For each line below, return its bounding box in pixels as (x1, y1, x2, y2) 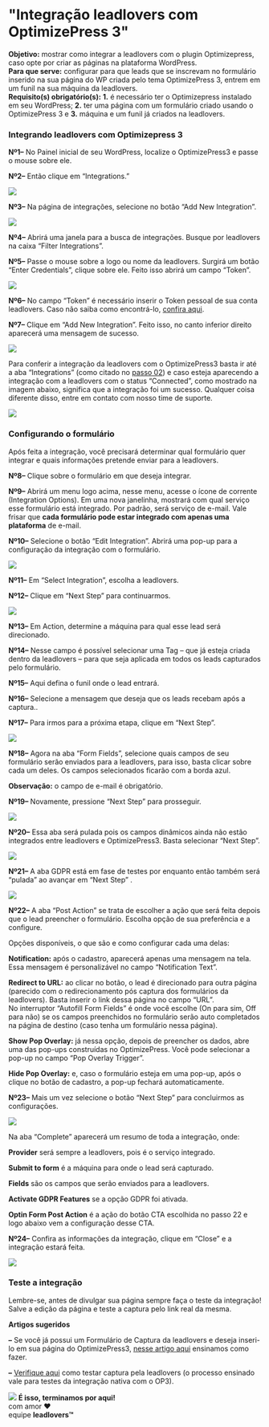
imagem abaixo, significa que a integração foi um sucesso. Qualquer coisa (8, 385, 255, 394)
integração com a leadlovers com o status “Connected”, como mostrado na (8, 376, 257, 386)
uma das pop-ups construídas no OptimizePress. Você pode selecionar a (8, 1044, 251, 1054)
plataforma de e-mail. (8, 520, 82, 530)
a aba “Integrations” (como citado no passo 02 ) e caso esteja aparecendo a (8, 368, 259, 377)
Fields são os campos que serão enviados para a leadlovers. (8, 1178, 210, 1188)
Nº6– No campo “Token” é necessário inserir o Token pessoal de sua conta (8, 296, 259, 306)
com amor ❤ (8, 1401, 51, 1411)
